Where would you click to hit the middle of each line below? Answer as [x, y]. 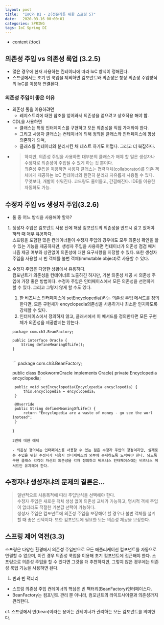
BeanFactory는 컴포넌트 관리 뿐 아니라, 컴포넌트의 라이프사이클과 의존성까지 [85, 595]
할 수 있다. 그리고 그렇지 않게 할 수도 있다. [52, 287]
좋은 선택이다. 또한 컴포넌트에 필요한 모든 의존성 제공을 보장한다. [89, 519]
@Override [24, 405]
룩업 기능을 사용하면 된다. [34, 568]
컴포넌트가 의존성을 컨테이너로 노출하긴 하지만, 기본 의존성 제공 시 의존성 [81, 275]
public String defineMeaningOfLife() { [55, 409]
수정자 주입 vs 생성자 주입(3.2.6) [52, 204]
